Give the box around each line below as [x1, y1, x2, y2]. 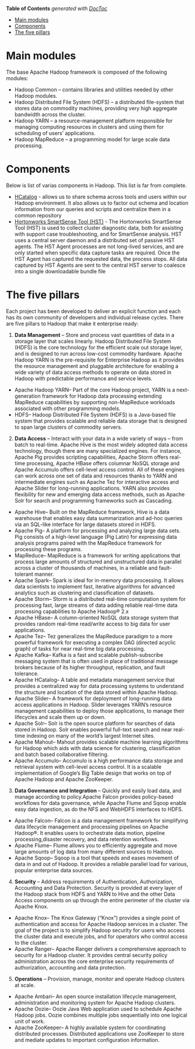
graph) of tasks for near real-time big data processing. [14, 645, 146, 652]
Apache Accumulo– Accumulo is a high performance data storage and [14, 757, 183, 764]
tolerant [14, 570, 34, 577]
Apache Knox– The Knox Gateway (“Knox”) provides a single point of [14, 914, 180, 921]
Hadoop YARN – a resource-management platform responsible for [14, 117, 173, 124]
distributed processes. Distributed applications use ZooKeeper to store [14, 1030, 185, 1037]
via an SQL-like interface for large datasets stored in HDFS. [14, 521, 157, 528]
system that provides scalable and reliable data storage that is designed [14, 417, 187, 424]
